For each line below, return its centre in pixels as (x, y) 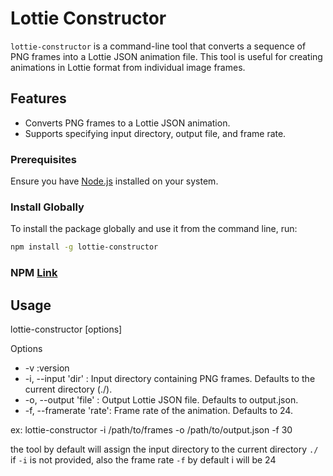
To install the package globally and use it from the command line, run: (154, 229)
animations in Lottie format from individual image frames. (128, 67)
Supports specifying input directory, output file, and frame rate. (155, 133)
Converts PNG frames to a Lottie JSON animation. (127, 123)
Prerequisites (43, 159)
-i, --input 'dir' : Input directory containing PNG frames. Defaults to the (170, 378)
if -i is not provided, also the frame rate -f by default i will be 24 (143, 459)
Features (38, 98)
